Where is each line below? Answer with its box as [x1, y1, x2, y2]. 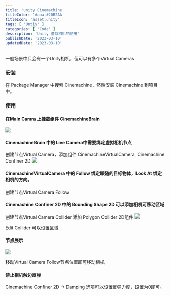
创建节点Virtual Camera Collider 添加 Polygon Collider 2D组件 [5, 213, 133, 220]
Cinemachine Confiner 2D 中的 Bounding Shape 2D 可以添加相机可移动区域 [5, 202, 165, 208]
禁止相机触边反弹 [5, 272, 41, 278]
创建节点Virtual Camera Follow [5, 189, 70, 195]
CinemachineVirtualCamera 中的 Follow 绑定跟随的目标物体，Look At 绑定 [5, 170, 162, 176]
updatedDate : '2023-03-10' [5, 41, 62, 46]
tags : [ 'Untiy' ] [5, 21, 44, 27]
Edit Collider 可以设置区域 [5, 225, 59, 231]
